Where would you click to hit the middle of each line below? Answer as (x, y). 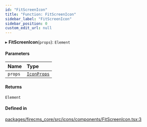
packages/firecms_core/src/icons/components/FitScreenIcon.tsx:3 (73, 119)
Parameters (17, 53)
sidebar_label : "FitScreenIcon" (38, 19)
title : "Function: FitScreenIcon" (41, 14)
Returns (14, 86)
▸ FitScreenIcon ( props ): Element (38, 42)
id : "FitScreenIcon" (26, 10)
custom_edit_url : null (28, 28)
